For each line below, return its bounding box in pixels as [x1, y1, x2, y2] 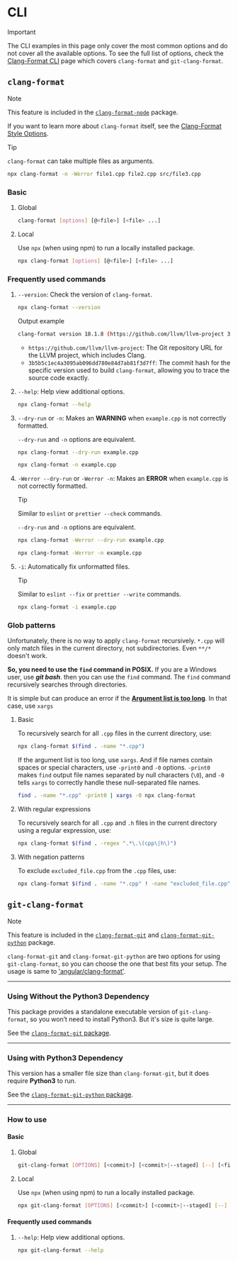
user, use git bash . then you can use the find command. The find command [7, 673, 231, 682]
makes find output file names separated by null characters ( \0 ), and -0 [17, 771, 225, 779]
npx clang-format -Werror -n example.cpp [17, 550, 142, 557]
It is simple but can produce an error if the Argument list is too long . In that [7, 694, 227, 703]
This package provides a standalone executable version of [7, 1007, 178, 1016]
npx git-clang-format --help [17, 1247, 104, 1254]
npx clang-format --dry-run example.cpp [17, 448, 139, 456]
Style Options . [7, 129, 49, 138]
